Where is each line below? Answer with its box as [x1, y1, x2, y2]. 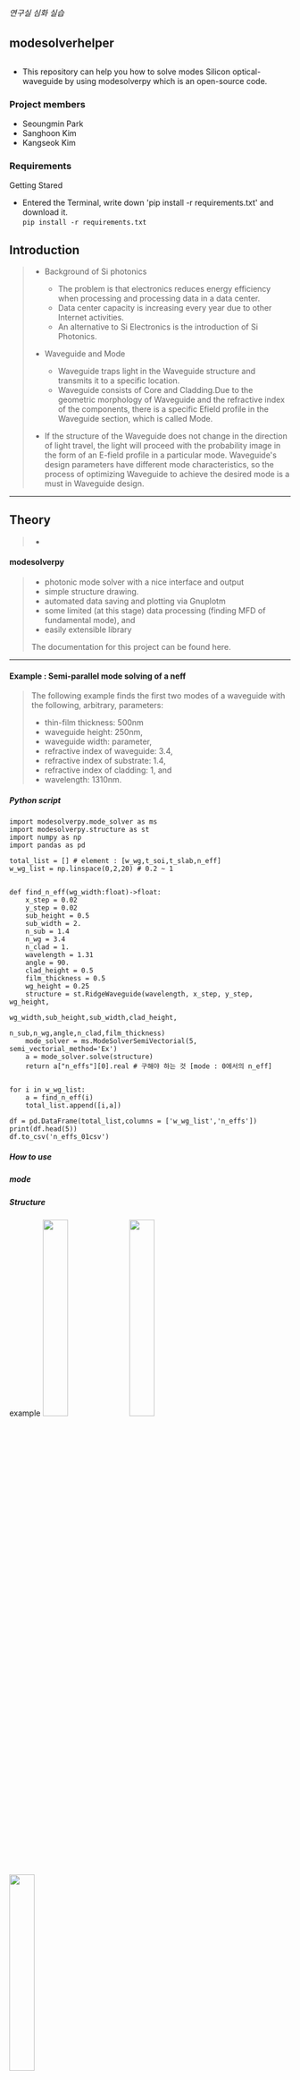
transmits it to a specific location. [57, 375, 180, 386]
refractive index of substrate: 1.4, [44, 756, 167, 766]
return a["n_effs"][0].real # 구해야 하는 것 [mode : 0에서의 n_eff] [25, 1062, 272, 1071]
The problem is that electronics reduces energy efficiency [57, 284, 271, 294]
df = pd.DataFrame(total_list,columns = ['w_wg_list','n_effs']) [9, 1117, 257, 1126]
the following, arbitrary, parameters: [30, 700, 163, 711]
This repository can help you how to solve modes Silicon [21, 66, 230, 77]
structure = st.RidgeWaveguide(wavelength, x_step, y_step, [25, 989, 254, 999]
